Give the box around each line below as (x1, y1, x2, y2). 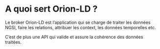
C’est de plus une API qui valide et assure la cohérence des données (5, 34, 143, 40)
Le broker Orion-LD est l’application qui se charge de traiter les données (5, 19, 151, 25)
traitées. (5, 39, 22, 45)
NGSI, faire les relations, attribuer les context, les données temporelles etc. (5, 24, 156, 30)
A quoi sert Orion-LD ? (5, 3, 98, 15)
